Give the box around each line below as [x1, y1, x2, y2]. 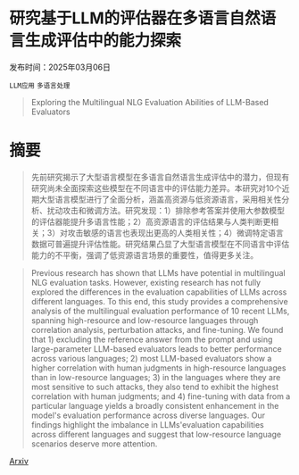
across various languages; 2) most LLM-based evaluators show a [30, 353, 272, 363]
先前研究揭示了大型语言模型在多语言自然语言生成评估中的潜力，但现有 [30, 171, 290, 182]
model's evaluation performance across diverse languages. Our [30, 410, 266, 421]
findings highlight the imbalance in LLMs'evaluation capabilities [30, 419, 265, 429]
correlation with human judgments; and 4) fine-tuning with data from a [30, 390, 291, 402]
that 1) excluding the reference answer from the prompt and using [30, 334, 273, 345]
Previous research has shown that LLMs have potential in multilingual [30, 267, 286, 278]
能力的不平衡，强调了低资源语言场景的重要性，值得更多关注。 [30, 249, 259, 260]
